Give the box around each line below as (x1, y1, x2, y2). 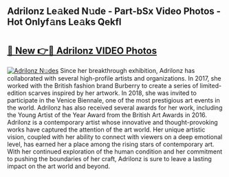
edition (7, 89, 27, 97)
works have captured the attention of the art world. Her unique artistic (7, 125, 206, 134)
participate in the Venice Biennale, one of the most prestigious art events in (7, 96, 220, 104)
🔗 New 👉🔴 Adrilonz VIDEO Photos (7, 45, 157, 56)
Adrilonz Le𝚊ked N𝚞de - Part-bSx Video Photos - (7, 6, 221, 17)
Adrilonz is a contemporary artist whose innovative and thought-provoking (7, 118, 218, 126)
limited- (199, 82, 222, 90)
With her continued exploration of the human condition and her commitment (7, 147, 223, 156)
